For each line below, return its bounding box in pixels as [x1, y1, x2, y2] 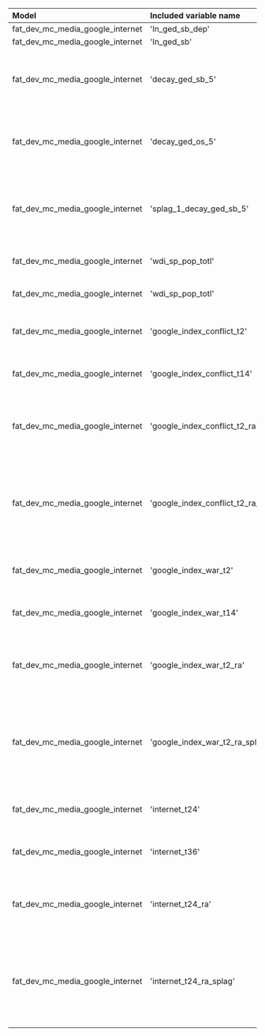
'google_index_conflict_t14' [149, 368, 252, 379]
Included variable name [149, 10, 241, 21]
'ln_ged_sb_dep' [149, 24, 211, 34]
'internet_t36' [149, 846, 200, 857]
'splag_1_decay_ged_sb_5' [149, 203, 249, 214]
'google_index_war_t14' [149, 608, 239, 618]
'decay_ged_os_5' [149, 136, 217, 147]
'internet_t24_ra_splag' [149, 976, 235, 986]
